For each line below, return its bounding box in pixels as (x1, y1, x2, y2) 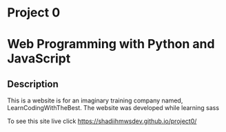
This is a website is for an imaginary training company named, (7, 96, 183, 104)
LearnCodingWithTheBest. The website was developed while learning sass (7, 104, 219, 112)
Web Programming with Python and (7, 36, 215, 52)
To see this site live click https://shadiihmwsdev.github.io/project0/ (7, 117, 197, 125)
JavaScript (7, 51, 71, 67)
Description (7, 78, 59, 90)
